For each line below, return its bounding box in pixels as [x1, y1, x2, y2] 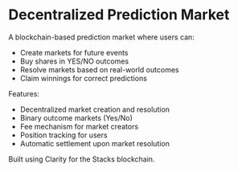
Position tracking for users [19, 130, 108, 140]
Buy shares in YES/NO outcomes [19, 56, 129, 66]
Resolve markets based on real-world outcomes [19, 64, 179, 74]
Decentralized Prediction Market [8, 6, 230, 24]
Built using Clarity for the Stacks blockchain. [8, 154, 155, 164]
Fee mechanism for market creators [19, 121, 139, 131]
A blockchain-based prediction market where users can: [8, 32, 195, 42]
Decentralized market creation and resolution [19, 104, 170, 114]
